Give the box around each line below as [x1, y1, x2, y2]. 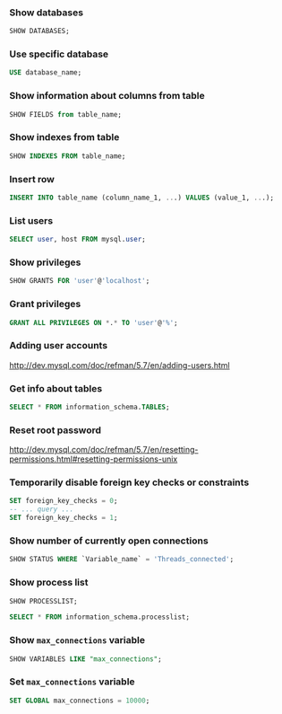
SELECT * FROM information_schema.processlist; [9, 613, 191, 621]
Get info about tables [9, 382, 103, 394]
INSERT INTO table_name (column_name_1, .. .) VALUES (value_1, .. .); [9, 193, 275, 202]
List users [9, 214, 54, 226]
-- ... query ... [9, 505, 74, 514]
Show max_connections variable [9, 634, 146, 647]
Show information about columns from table [9, 90, 206, 102]
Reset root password [9, 424, 101, 436]
